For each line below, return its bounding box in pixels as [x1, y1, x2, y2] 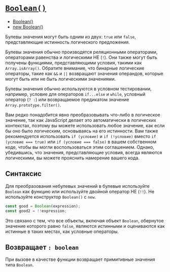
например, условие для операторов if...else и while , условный [5, 91, 146, 97]
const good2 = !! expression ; [5, 208, 67, 214]
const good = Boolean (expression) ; [5, 203, 81, 209]
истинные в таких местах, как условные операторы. [5, 228, 119, 234]
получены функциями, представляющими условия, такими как [5, 59, 142, 65]
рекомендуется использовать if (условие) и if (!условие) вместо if [5, 133, 156, 139]
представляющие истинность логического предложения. [5, 39, 130, 45]
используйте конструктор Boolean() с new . [5, 194, 96, 200]
